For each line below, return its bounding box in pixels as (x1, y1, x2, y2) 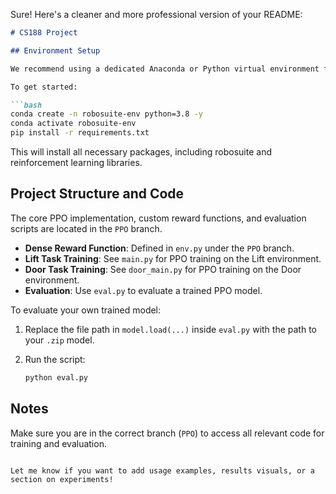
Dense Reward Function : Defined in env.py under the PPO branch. (24, 242, 295, 254)
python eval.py (24, 372, 89, 383)
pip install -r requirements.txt (10, 128, 150, 138)
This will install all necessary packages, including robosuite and (10, 146, 273, 158)
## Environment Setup (10, 45, 101, 56)
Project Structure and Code (10, 185, 185, 203)
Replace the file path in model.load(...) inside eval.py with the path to (24, 323, 317, 335)
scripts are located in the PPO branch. (10, 222, 163, 234)
